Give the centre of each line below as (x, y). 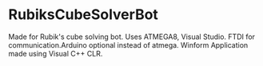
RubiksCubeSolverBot (83, 15)
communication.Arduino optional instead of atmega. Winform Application (128, 45)
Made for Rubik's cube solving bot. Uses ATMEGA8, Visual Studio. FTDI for (132, 37)
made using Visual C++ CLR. (56, 53)
